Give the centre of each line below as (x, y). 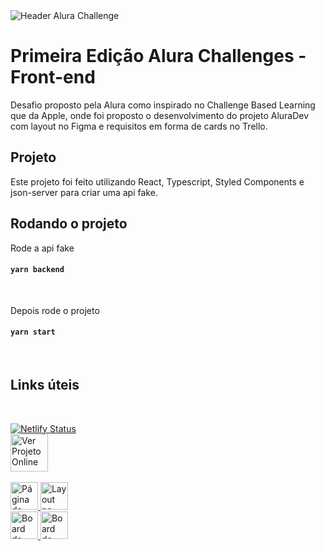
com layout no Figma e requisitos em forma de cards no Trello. (139, 126)
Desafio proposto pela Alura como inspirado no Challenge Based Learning (163, 105)
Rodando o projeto (69, 224)
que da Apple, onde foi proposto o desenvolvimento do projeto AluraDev (160, 115)
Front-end (53, 77)
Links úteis (45, 385)
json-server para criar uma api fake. (84, 192)
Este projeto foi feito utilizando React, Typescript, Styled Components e (157, 181)
